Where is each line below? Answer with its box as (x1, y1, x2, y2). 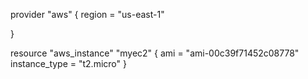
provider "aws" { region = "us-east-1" (10, 9, 165, 20)
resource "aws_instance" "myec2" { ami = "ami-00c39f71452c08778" (10, 47, 300, 59)
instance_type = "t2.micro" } (10, 58, 127, 69)
